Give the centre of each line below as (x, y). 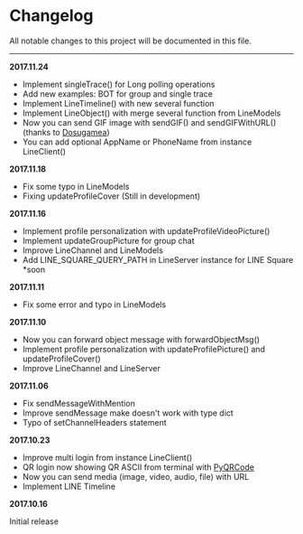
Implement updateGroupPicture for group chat (109, 240)
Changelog (51, 16)
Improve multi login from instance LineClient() (107, 457)
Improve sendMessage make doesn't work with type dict (128, 413)
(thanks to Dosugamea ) (66, 132)
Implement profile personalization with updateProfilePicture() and (144, 349)
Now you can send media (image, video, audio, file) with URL (136, 476)
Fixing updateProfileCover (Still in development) (111, 196)
